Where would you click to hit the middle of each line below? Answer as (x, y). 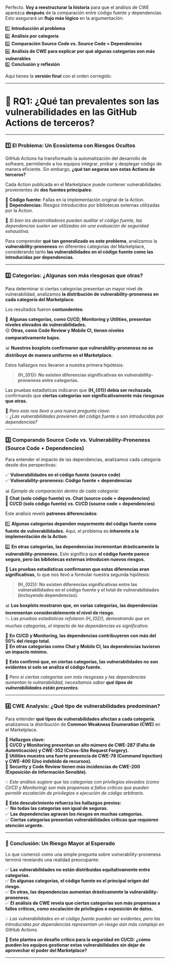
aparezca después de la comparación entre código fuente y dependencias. (84, 13)
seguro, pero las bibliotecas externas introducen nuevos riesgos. (75, 559)
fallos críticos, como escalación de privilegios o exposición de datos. (79, 909)
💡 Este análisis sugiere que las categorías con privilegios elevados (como (82, 782)
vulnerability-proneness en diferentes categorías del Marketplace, (75, 247)
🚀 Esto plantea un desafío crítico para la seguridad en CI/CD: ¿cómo (78, 940)
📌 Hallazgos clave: (25, 740)
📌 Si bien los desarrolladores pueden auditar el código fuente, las (74, 220)
